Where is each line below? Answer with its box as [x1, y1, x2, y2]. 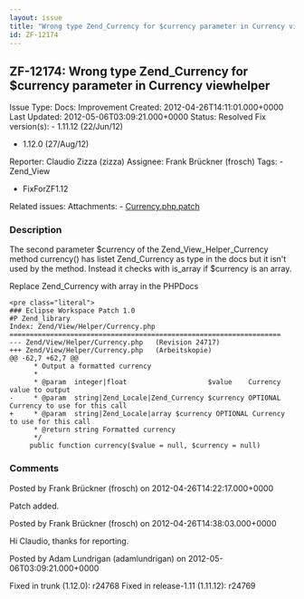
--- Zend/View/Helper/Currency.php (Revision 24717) [9, 338, 221, 347]
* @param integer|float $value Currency [33, 378, 281, 387]
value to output [9, 386, 71, 395]
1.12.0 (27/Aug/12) [22, 139, 90, 150]
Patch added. [9, 500, 60, 511]
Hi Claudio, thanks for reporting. [9, 536, 129, 546]
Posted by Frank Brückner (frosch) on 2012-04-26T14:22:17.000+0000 [9, 482, 274, 494]
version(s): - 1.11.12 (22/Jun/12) [9, 121, 124, 132]
